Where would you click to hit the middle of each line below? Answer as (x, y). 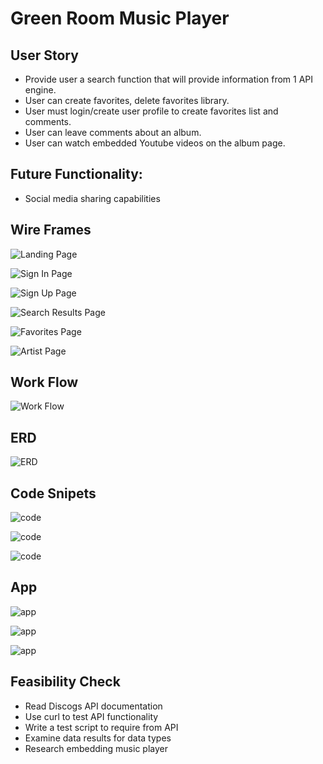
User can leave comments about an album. (113, 132)
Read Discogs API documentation (93, 706)
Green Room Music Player (120, 18)
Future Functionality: (76, 174)
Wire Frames (51, 230)
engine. (40, 90)
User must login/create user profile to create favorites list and (151, 111)
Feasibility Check (65, 682)
